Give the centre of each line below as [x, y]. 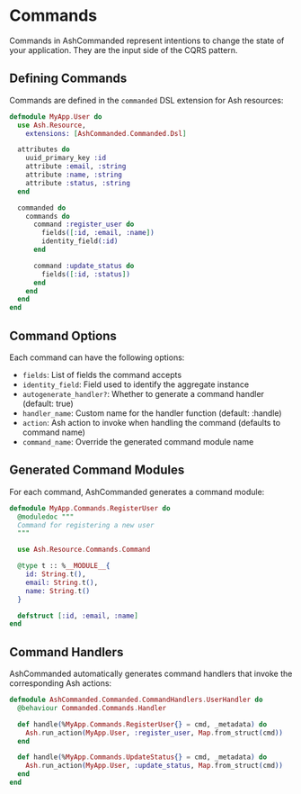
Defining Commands [68, 79]
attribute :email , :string [76, 167]
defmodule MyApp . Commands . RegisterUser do [90, 508]
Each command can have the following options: [97, 357]
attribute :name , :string [74, 175]
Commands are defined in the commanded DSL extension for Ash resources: [146, 100]
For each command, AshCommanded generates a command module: [137, 492]
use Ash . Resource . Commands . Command [84, 550]
